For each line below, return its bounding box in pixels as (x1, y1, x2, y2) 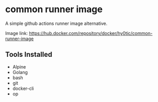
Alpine (12, 63, 26, 70)
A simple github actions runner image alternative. (5, 20, 108, 26)
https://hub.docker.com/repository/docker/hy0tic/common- (29, 30, 153, 36)
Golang (12, 69, 28, 75)
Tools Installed (5, 50, 52, 59)
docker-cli (12, 85, 34, 91)
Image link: (5, 30, 28, 36)
